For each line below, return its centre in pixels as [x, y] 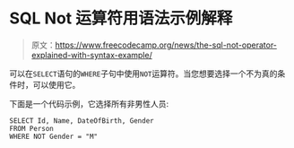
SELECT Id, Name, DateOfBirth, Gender [82, 121]
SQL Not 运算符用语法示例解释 [121, 18]
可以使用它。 [56, 84]
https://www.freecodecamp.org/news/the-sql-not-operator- [166, 45]
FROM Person [31, 128]
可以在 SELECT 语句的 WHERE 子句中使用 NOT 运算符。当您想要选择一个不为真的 [143, 74]
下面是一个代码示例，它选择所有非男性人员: [89, 103]
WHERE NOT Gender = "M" [54, 136]
